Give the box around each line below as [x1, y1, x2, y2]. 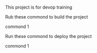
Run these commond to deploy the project [5, 33, 92, 39]
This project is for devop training [5, 4, 72, 10]
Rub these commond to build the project [5, 14, 88, 19]
